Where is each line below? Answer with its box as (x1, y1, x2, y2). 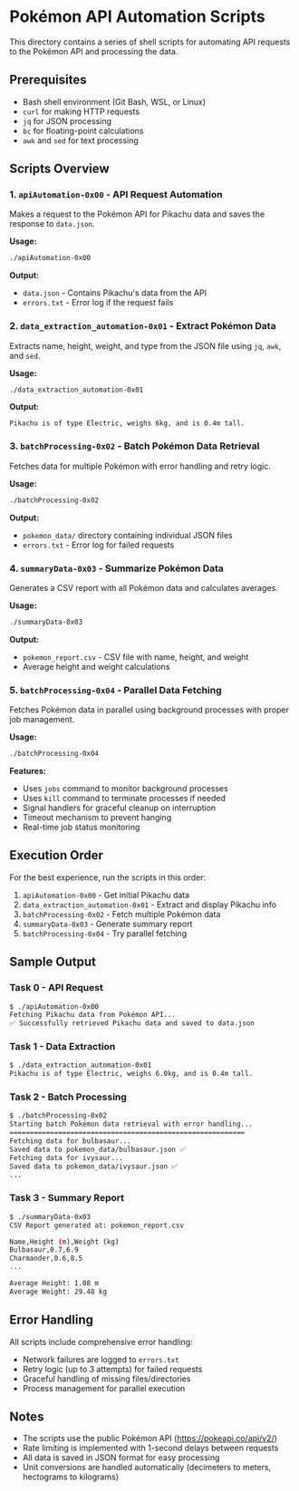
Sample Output (9, 954, 97, 970)
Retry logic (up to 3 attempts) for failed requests (22, 1363, 203, 1374)
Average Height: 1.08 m (9, 1279, 100, 1288)
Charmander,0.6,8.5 (9, 1254, 83, 1263)
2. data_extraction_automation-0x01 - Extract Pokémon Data (9, 320, 276, 333)
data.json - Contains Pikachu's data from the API (22, 287, 207, 298)
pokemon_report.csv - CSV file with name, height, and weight (22, 651, 249, 663)
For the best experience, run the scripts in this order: (9, 872, 207, 883)
